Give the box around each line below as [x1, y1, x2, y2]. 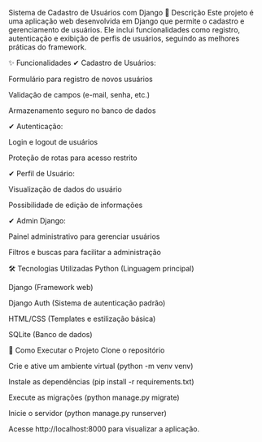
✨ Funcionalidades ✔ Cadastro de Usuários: [8, 58, 156, 67]
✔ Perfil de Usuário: [8, 169, 75, 178]
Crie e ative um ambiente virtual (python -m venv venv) [8, 362, 194, 370]
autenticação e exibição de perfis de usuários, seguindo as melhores [8, 33, 240, 43]
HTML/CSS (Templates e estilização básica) [8, 314, 156, 323]
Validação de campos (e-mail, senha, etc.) [8, 90, 151, 99]
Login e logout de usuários [8, 137, 98, 146]
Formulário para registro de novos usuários [8, 74, 153, 84]
